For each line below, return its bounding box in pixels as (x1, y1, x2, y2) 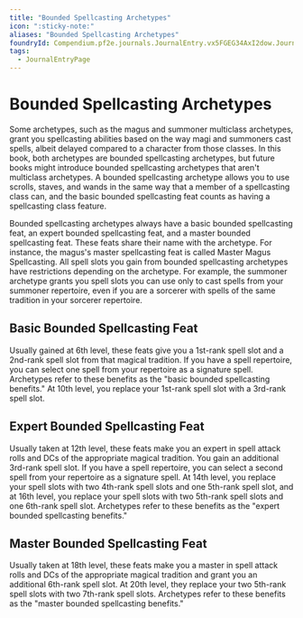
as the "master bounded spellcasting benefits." (9, 598, 184, 609)
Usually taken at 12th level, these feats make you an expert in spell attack (9, 443, 281, 454)
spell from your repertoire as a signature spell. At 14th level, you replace (9, 471, 277, 483)
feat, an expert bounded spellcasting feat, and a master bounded (9, 227, 251, 238)
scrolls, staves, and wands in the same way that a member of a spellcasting (9, 181, 290, 192)
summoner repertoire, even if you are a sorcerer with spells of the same (9, 285, 276, 296)
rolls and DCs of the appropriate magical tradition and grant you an (9, 569, 258, 580)
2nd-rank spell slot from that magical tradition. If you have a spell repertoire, (9, 354, 293, 365)
